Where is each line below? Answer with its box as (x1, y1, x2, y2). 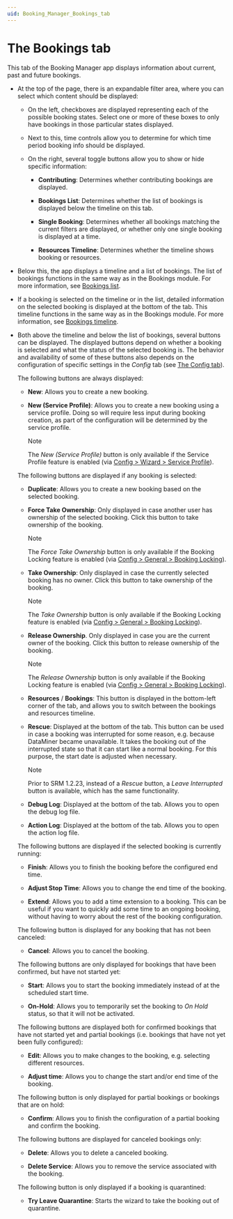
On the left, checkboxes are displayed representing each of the (27, 105, 209, 114)
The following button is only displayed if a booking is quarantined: (17, 1183, 207, 1191)
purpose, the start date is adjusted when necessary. (27, 751, 177, 761)
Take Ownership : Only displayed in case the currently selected (27, 568, 209, 576)
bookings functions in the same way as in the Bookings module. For (17, 274, 211, 283)
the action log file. (27, 828, 80, 837)
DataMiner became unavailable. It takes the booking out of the (27, 737, 207, 745)
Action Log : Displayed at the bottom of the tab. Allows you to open (27, 821, 219, 829)
